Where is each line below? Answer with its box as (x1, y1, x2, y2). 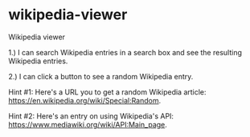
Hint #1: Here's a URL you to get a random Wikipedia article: (8, 87, 207, 97)
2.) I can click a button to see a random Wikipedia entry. (8, 71, 194, 81)
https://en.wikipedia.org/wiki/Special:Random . (8, 95, 162, 105)
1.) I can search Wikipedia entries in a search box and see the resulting (8, 47, 243, 57)
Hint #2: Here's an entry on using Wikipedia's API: (8, 111, 174, 121)
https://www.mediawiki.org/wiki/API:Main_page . (8, 119, 167, 129)
